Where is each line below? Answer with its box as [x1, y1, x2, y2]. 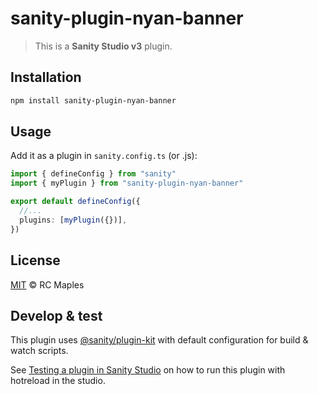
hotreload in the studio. [10, 375, 106, 387]
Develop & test [10, 307, 103, 324]
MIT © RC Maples [10, 278, 85, 291]
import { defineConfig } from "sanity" [10, 169, 177, 179]
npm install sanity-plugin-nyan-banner [10, 95, 177, 106]
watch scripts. [10, 345, 69, 357]
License [10, 252, 61, 269]
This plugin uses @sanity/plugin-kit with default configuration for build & [10, 334, 309, 346]
